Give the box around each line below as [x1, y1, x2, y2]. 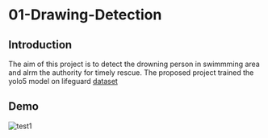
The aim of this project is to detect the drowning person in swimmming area [8, 59, 260, 69]
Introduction [8, 38, 73, 52]
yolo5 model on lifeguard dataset [8, 77, 119, 86]
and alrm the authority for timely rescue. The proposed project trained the [8, 68, 254, 77]
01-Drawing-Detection [8, 6, 162, 24]
